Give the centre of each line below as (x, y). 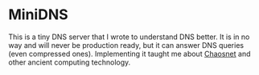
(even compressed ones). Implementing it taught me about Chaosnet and (129, 53)
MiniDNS (38, 15)
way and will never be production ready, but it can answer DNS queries (126, 45)
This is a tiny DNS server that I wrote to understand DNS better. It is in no (129, 37)
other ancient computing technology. (70, 62)
